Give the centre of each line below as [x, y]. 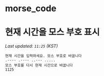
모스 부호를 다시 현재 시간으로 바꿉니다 [39, 66]
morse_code [31, 9]
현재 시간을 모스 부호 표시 [52, 32]
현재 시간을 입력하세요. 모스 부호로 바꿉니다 [43, 56]
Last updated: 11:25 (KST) [31, 46]
